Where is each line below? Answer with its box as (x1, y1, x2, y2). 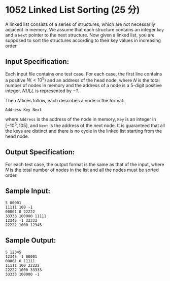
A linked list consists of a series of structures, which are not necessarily (5, 21, 156, 27)
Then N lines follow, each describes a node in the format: (5, 98, 125, 104)
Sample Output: (5, 236, 56, 245)
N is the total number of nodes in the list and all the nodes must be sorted (5, 167, 159, 173)
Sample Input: (5, 187, 51, 195)
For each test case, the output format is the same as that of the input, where (5, 161, 164, 167)
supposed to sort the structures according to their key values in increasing (5, 37, 161, 43)
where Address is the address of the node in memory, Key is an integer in (5, 116, 156, 123)
